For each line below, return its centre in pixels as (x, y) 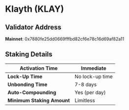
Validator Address (33, 27)
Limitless (85, 100)
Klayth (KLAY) (35, 9)
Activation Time (39, 68)
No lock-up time (93, 76)
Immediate (93, 68)
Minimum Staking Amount (39, 100)
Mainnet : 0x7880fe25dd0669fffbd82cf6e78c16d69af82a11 (64, 39)
